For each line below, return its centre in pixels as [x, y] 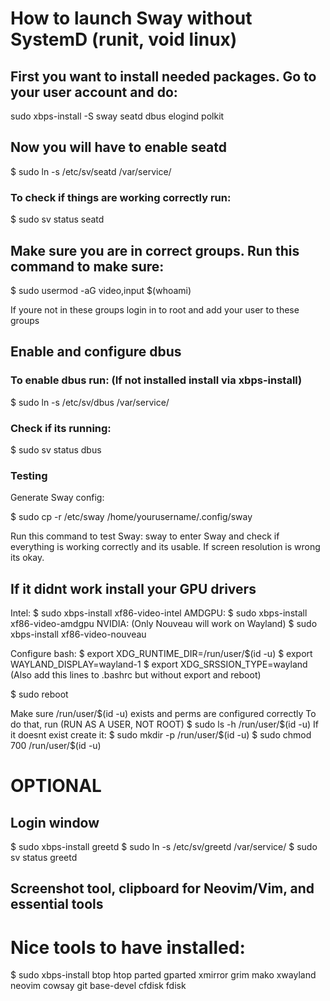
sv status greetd [44, 858]
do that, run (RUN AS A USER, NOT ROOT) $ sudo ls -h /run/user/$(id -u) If [164, 724]
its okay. [27, 558]
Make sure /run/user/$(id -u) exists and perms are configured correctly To [163, 714]
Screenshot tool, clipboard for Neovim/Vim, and [162, 888]
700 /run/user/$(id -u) [56, 746]
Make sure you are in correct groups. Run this [155, 250]
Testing [29, 475]
